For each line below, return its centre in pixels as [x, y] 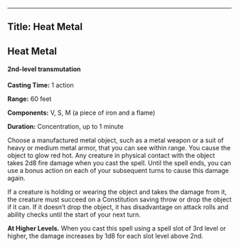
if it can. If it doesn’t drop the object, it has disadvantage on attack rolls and [118, 206]
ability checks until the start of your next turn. [74, 214]
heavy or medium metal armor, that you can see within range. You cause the [119, 147]
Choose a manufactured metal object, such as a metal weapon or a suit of [116, 140]
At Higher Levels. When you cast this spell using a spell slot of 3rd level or [117, 228]
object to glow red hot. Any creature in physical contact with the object [111, 155]
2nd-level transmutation [44, 69]
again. [17, 178]
